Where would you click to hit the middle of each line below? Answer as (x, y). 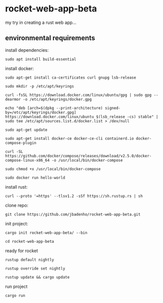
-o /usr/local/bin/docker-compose (87, 160)
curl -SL (14, 151)
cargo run (15, 296)
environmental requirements (50, 38)
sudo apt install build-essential (41, 59)
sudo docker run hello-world (35, 178)
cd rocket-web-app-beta (30, 241)
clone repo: (17, 205)
